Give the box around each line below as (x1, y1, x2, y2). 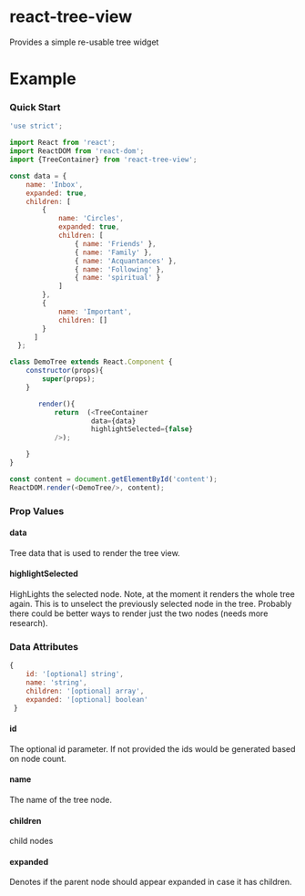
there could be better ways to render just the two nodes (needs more (9, 608, 269, 619)
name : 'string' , (25, 678, 88, 687)
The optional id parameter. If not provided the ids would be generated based (9, 743, 296, 754)
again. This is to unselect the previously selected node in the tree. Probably (9, 599, 292, 609)
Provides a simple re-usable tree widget (9, 36, 159, 47)
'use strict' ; (9, 121, 64, 131)
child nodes (9, 836, 54, 847)
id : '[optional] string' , (25, 670, 125, 679)
